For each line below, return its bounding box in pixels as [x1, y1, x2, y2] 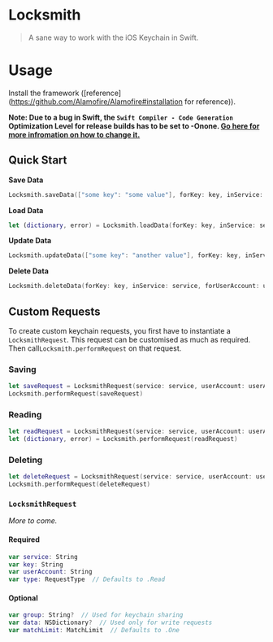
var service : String [8, 552, 79, 561]
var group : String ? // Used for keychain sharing [8, 611, 184, 619]
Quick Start [8, 153, 67, 168]
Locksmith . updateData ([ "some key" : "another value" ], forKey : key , [8, 251, 242, 260]
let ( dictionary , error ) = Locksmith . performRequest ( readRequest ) [8, 435, 238, 443]
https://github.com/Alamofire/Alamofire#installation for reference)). [11, 96, 236, 107]
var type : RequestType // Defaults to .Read [8, 575, 165, 583]
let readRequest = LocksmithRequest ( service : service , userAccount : [8, 427, 245, 436]
